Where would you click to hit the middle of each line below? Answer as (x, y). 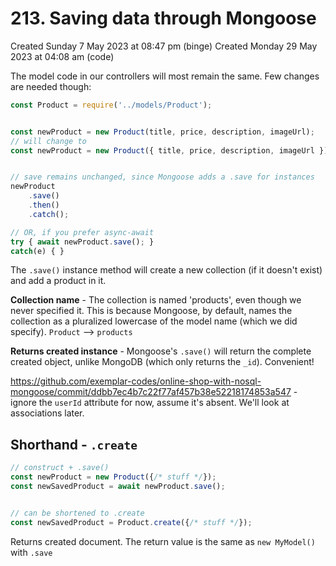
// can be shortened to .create (77, 513)
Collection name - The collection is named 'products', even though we (156, 300)
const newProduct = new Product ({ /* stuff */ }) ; (113, 477)
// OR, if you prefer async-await (82, 232)
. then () (44, 205)
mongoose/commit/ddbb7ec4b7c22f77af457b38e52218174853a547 (151, 392)
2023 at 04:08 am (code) (62, 56)
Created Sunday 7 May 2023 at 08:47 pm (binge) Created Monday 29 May (164, 46)
